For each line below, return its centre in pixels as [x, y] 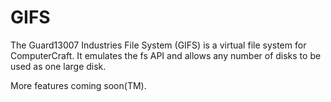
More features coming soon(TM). [78, 85]
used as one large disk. [58, 66]
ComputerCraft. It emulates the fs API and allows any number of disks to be [166, 55]
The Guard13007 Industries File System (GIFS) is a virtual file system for [158, 45]
